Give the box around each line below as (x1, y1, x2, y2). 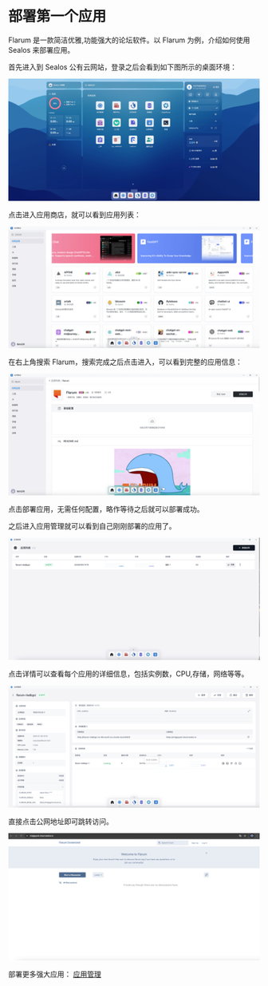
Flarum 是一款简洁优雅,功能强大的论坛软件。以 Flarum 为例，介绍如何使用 (8, 35, 250, 45)
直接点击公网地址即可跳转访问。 (8, 817, 113, 826)
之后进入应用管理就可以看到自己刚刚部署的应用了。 (8, 521, 176, 531)
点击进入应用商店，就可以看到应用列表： (8, 209, 141, 220)
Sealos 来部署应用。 (8, 45, 75, 54)
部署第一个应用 (8, 7, 107, 26)
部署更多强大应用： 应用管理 (8, 969, 101, 979)
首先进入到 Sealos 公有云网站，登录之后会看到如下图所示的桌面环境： (8, 61, 238, 72)
